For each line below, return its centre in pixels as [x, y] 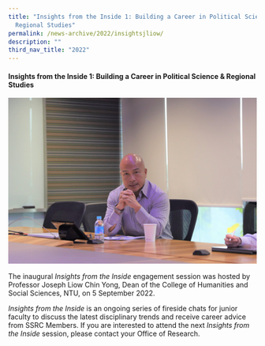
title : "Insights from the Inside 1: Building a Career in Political [125, 17]
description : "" [35, 42]
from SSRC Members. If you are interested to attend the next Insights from [129, 325]
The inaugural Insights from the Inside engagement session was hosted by [129, 276]
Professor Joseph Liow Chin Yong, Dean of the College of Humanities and [128, 285]
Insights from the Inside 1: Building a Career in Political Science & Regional [132, 76]
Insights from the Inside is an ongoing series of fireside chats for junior [123, 308]
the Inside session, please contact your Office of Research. [104, 333]
